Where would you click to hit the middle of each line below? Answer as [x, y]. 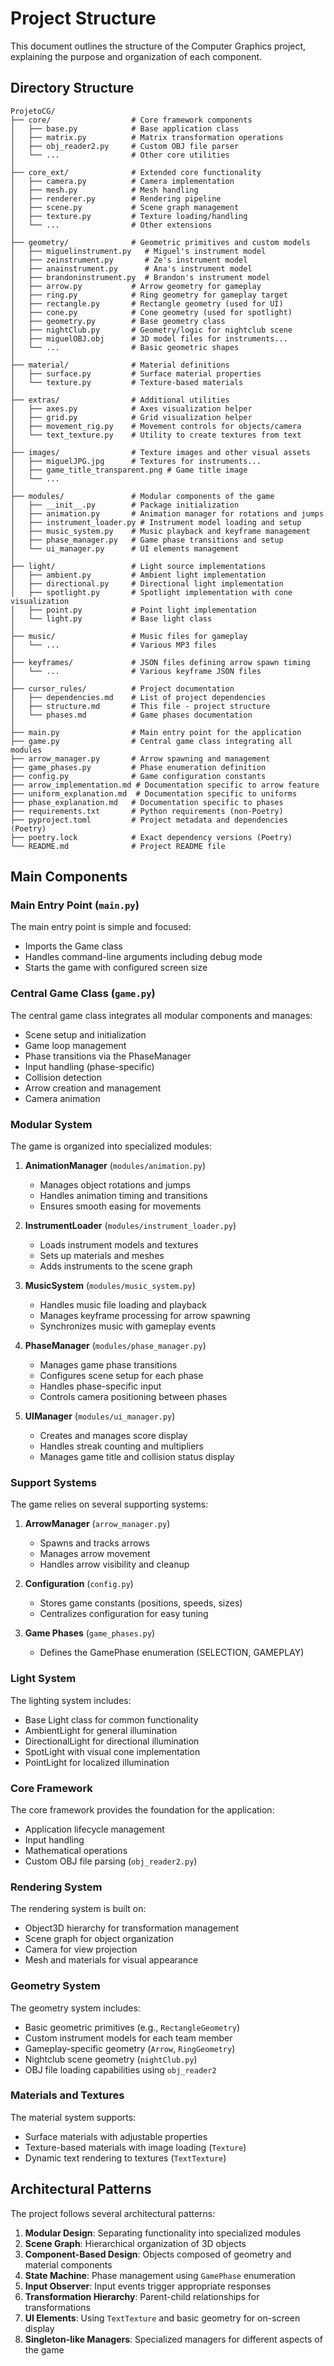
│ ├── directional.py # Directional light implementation [147, 583]
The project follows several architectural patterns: [113, 2213]
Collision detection [63, 1077]
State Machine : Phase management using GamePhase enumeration [160, 2275]
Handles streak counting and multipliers [122, 1446]
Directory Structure [72, 88]
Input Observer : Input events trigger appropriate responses [148, 2286]
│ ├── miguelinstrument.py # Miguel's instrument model [138, 251]
